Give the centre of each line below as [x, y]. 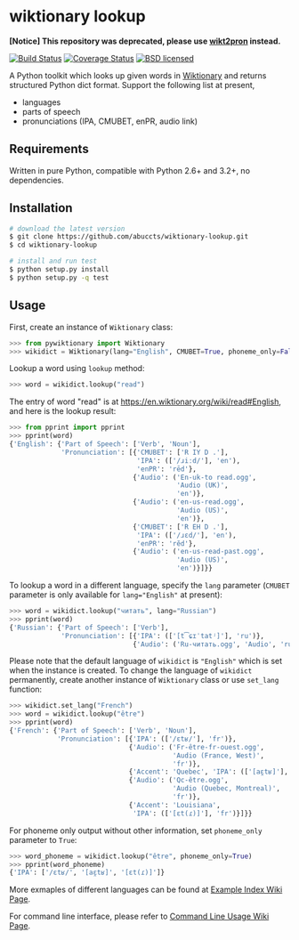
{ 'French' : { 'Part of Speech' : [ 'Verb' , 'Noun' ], [103, 731]
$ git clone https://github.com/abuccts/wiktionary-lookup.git [129, 237]
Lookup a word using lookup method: [77, 369]
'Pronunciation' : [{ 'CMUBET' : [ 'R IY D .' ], [145, 452]
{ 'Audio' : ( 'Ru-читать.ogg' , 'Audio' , [204, 644]
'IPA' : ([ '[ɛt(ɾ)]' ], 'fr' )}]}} [192, 813]
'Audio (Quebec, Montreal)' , [226, 789]
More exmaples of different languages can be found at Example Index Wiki [146, 890]
